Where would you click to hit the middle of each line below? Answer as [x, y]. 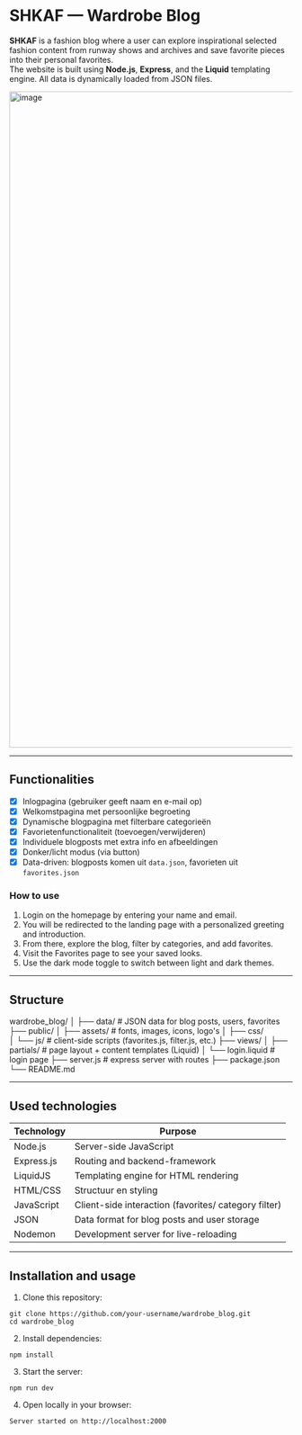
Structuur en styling [116, 1190]
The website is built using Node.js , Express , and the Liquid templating [140, 69]
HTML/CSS [37, 1190]
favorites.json [51, 874]
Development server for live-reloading [156, 1234]
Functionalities [52, 780]
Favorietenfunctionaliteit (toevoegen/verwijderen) [114, 831]
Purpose [178, 1132]
